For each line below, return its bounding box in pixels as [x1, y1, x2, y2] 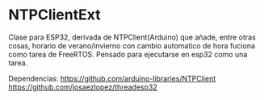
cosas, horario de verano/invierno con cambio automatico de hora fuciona [8, 40, 256, 50]
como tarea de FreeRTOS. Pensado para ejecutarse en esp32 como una [8, 49, 248, 59]
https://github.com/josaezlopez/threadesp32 [8, 82, 157, 92]
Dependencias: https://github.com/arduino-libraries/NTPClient [8, 73, 216, 83]
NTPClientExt [8, 6, 101, 24]
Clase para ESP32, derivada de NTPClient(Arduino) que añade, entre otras [8, 32, 256, 42]
